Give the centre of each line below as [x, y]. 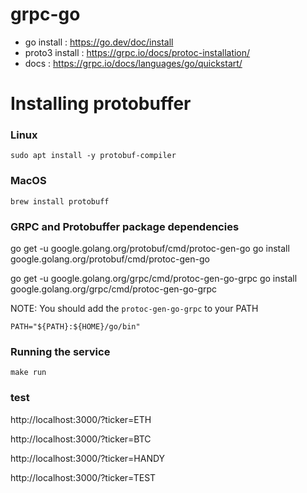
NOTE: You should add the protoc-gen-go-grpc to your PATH [134, 309]
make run [28, 373]
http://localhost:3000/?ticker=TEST [83, 477]
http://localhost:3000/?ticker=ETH [81, 419]
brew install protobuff [60, 201]
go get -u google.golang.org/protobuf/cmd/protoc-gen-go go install [150, 249]
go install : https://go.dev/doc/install [99, 42]
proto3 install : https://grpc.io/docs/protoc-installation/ [137, 52]
